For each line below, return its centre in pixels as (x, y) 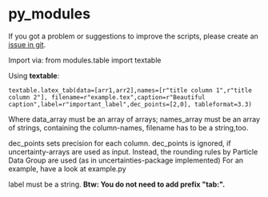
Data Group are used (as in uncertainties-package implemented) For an (126, 160)
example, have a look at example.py (67, 168)
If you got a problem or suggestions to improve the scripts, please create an (133, 36)
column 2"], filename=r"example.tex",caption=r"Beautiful (107, 97)
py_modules (49, 14)
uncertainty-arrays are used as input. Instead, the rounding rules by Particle (133, 151)
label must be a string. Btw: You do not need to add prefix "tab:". (117, 184)
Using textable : (34, 75)
